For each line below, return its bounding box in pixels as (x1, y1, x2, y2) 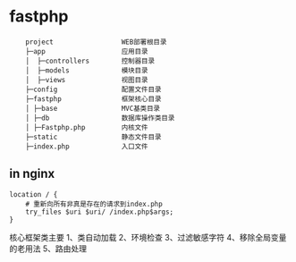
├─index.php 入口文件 (25, 141, 149, 151)
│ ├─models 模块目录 (25, 65, 149, 75)
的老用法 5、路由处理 (9, 243, 88, 254)
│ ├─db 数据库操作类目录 (25, 114, 175, 123)
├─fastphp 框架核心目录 (25, 94, 162, 104)
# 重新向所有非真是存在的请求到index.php (25, 199, 163, 208)
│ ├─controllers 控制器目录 (25, 56, 155, 65)
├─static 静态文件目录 (25, 132, 162, 141)
